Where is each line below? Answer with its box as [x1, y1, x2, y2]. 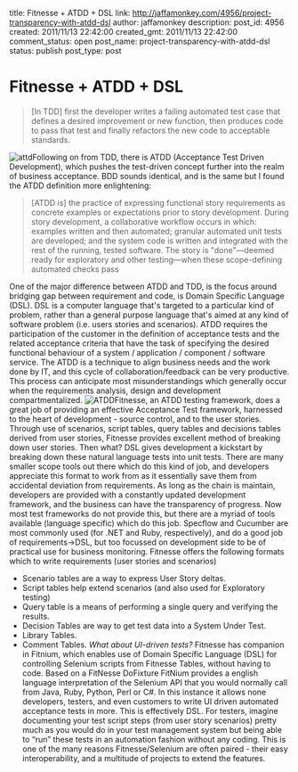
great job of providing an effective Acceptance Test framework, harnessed [9, 404, 283, 415]
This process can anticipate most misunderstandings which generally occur [9, 375, 287, 386]
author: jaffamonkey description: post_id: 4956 [112, 17, 285, 28]
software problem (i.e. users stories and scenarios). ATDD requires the [9, 318, 269, 329]
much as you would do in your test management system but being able [21, 724, 283, 735]
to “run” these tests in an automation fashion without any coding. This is [21, 734, 286, 744]
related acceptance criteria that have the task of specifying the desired [9, 338, 270, 349]
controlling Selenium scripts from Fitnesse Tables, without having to [21, 658, 271, 669]
